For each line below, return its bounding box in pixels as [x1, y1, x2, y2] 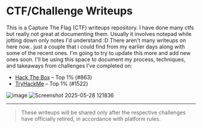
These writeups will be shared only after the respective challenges [20, 109, 186, 116]
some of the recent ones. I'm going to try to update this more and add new [6, 49, 191, 56]
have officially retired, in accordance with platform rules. [20, 115, 161, 122]
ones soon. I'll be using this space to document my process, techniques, [6, 56, 186, 63]
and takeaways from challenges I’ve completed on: [6, 62, 133, 69]
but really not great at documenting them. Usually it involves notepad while [6, 30, 192, 37]
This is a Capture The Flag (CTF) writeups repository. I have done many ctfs [6, 24, 194, 31]
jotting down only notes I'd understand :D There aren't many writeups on [6, 36, 186, 44]
